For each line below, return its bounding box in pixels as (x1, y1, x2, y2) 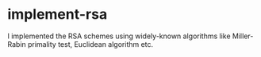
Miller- (232, 31, 254, 41)
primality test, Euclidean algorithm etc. (27, 39, 154, 48)
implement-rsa (7, 5, 108, 23)
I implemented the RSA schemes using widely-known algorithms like (7, 31, 231, 41)
